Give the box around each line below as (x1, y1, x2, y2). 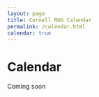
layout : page (7, 10, 45, 17)
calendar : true (7, 29, 52, 37)
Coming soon (7, 82, 46, 91)
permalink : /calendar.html (7, 23, 86, 30)
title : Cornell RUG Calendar (7, 17, 92, 24)
